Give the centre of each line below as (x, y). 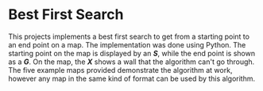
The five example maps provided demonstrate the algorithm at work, (120, 70)
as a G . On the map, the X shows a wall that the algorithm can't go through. (131, 62)
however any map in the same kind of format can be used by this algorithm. (132, 78)
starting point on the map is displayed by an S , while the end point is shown (132, 53)
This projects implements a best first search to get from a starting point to (129, 36)
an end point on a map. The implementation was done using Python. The (127, 44)
